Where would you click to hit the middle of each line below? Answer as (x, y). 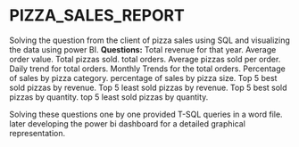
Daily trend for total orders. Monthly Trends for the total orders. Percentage (147, 69)
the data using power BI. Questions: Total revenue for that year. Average (143, 49)
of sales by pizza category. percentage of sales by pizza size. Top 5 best (143, 78)
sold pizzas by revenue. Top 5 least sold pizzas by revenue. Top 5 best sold (148, 87)
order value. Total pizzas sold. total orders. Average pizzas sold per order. (145, 59)
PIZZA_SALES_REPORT (97, 16)
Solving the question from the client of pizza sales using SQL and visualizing (149, 40)
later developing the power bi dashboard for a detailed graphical (127, 123)
